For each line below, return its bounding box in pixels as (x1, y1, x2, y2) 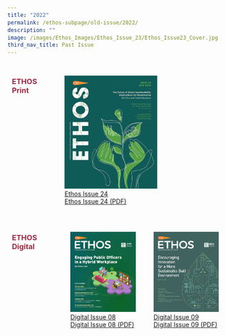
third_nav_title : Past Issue (7, 41, 94, 49)
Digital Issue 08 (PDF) (70, 320, 135, 329)
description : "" (7, 26, 56, 33)
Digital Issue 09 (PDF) (153, 320, 217, 329)
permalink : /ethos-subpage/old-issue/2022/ (7, 19, 139, 26)
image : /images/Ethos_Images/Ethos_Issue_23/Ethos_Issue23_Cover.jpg (7, 34, 219, 41)
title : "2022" (7, 11, 50, 19)
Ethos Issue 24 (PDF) (64, 197, 127, 206)
